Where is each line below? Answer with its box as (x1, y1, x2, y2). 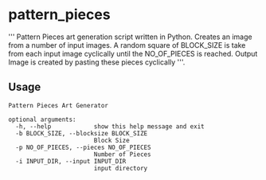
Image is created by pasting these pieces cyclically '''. (8, 57, 186, 67)
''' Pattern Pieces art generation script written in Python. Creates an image (8, 32, 252, 41)
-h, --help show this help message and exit (15, 122, 205, 131)
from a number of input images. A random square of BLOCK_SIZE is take (8, 40, 246, 49)
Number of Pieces (93, 150, 151, 158)
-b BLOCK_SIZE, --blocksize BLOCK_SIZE (15, 129, 148, 137)
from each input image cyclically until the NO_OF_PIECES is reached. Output (8, 49, 258, 58)
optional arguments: (8, 115, 77, 123)
